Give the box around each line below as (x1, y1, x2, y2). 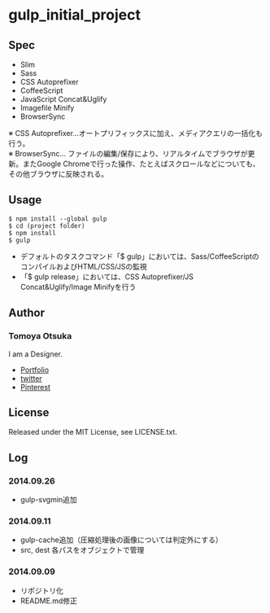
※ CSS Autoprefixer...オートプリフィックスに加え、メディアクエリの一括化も (8, 129, 263, 138)
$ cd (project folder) (8, 221, 85, 230)
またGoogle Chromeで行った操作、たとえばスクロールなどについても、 (22, 159, 260, 169)
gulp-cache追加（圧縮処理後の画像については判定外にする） (20, 535, 223, 545)
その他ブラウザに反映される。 (8, 169, 108, 178)
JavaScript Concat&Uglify (20, 94, 107, 103)
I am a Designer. (8, 348, 63, 359)
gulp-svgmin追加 (20, 495, 77, 504)
